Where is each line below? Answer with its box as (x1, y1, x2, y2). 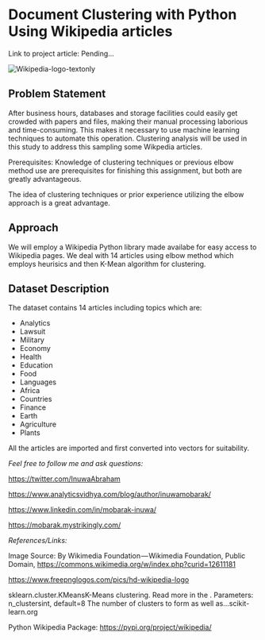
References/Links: (8, 536, 67, 546)
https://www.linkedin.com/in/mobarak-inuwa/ (8, 505, 157, 515)
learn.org (8, 607, 38, 617)
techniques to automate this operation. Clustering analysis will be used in (8, 133, 248, 143)
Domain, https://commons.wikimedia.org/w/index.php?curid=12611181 (8, 560, 236, 569)
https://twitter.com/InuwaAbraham (8, 474, 121, 484)
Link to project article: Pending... (8, 48, 115, 58)
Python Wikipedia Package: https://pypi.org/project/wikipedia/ (8, 623, 212, 632)
